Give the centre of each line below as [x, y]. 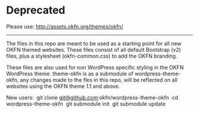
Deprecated [36, 10]
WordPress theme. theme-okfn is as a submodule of [70, 74]
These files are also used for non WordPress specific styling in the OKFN [95, 67]
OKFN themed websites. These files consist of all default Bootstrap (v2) [94, 49]
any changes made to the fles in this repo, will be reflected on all [99, 79]
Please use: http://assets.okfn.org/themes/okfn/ [65, 26]
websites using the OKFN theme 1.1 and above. [63, 86]
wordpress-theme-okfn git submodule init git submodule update [86, 104]
